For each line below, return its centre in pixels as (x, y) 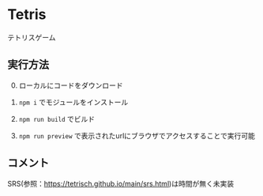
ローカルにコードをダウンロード (71, 85)
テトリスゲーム (32, 37)
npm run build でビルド (57, 119)
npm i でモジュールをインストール (73, 102)
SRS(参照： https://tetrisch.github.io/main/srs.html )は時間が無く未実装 (121, 183)
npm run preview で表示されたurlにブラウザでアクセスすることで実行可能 (137, 135)
